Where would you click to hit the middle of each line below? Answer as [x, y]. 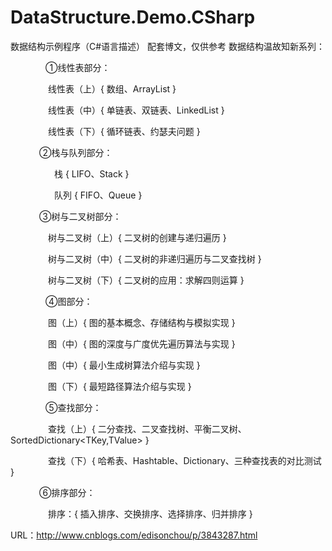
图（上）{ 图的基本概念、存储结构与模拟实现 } [141, 322]
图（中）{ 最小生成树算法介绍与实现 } [124, 365]
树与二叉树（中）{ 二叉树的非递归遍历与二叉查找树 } [154, 258]
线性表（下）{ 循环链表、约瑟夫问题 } [124, 131]
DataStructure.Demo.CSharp [133, 17]
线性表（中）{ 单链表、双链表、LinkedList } [136, 110]
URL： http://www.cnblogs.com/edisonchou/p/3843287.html [134, 535]
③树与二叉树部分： [80, 216]
